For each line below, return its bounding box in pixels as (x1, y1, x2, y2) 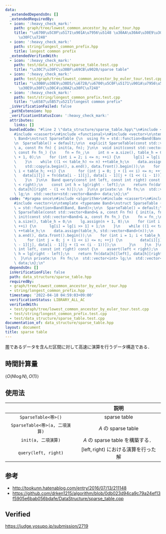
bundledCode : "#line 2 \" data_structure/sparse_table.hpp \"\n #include (9, 127, 158, 132)
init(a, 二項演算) (21, 437, 61, 443)
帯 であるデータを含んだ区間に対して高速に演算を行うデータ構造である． (5, 344, 152, 350)
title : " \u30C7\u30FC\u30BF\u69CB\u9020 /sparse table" (14, 67, 129, 72)
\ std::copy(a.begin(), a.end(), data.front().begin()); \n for (14, 164, 161, 169)
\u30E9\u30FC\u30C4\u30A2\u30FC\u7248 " (18, 85, 100, 91)
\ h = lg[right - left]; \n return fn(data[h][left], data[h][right (14, 251, 163, 257)
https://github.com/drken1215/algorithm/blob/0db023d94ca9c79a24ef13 (12, 490, 161, 496)
